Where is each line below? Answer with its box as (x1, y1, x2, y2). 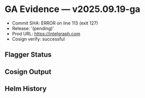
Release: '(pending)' (12, 25, 54, 31)
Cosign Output (5, 67, 52, 76)
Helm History (5, 84, 47, 93)
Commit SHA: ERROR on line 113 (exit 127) (12, 20, 98, 26)
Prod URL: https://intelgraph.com (12, 30, 81, 36)
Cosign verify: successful (12, 36, 65, 42)
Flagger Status (5, 50, 52, 59)
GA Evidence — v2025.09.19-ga (5, 3, 140, 15)
